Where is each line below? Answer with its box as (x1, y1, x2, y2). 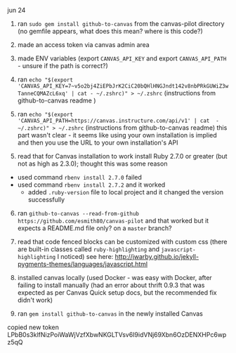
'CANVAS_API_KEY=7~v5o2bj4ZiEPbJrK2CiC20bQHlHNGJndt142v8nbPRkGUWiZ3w (17, 83, 229, 90)
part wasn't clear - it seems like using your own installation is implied (17, 131, 218, 139)
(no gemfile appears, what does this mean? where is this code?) (17, 27, 204, 35)
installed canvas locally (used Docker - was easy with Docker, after (17, 274, 212, 281)
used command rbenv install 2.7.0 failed (17, 173, 143, 181)
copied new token (7, 323, 60, 331)
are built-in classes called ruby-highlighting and (17, 245, 160, 253)
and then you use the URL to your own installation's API (17, 138, 178, 147)
